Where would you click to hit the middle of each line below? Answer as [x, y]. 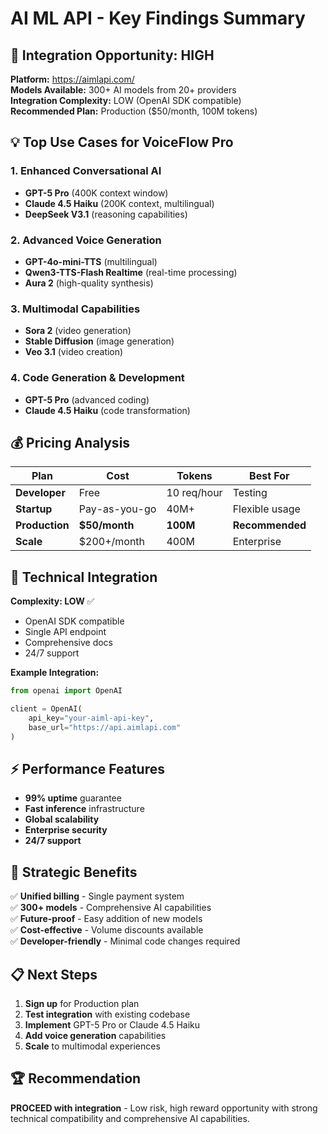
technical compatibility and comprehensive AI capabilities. [130, 1118]
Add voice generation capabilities [95, 1036]
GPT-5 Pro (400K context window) [96, 193]
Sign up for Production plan [82, 1004]
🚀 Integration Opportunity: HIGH [112, 55]
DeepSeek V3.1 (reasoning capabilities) [106, 214]
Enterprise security [66, 830]
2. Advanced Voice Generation [86, 240]
